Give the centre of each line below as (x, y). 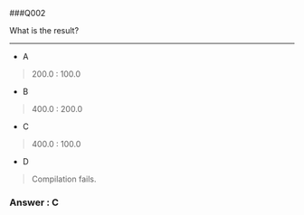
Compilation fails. (64, 179)
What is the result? (44, 30)
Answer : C (34, 202)
